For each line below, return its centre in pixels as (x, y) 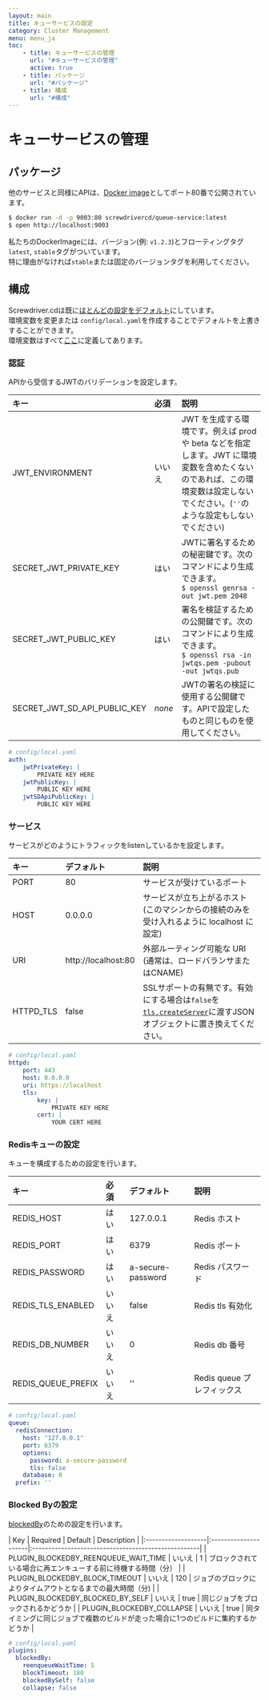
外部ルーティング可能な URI (195, 949)
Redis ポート (218, 1246)
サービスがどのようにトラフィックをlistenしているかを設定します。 (118, 846)
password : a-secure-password (78, 1460)
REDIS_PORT (37, 1246)
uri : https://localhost (62, 1085)
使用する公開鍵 (210, 697)
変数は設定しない (222, 491)
